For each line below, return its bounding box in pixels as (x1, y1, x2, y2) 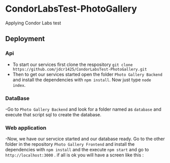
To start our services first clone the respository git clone (12, 61, 133, 68)
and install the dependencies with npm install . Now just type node (12, 77, 151, 83)
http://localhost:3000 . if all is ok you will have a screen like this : (5, 152, 144, 158)
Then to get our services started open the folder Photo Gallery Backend (12, 71, 162, 77)
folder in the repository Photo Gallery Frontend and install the (5, 141, 135, 147)
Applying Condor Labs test (5, 20, 61, 26)
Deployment (5, 35, 45, 43)
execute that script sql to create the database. (5, 111, 101, 117)
